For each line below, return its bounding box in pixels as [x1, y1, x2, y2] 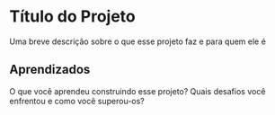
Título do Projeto [9, 6, 137, 27]
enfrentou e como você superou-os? [9, 95, 146, 106]
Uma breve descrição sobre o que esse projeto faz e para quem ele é [9, 36, 267, 47]
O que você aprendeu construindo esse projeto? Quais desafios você [9, 85, 266, 96]
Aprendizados [9, 62, 91, 77]
